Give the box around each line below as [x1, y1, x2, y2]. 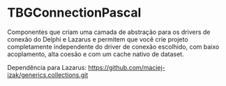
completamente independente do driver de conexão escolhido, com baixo [7, 42, 220, 51]
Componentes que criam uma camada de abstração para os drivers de [7, 28, 211, 36]
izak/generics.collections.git [7, 71, 89, 79]
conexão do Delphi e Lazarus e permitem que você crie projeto [7, 35, 188, 43]
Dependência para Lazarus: [7, 63, 87, 71]
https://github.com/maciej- [88, 63, 165, 71]
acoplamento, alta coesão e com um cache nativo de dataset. [7, 50, 184, 58]
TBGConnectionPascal [7, 5, 142, 21]
